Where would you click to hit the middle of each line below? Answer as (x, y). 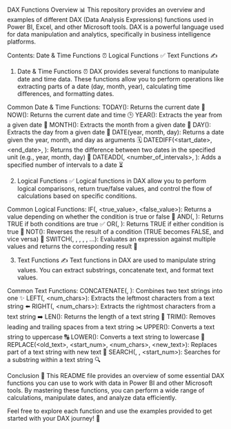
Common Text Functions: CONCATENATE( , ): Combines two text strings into (115, 291)
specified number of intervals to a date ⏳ (65, 165)
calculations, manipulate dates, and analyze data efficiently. (92, 398)
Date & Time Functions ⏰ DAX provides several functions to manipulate (118, 71)
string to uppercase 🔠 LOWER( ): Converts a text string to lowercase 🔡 (106, 337)
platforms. (22, 41)
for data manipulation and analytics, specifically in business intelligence (109, 34)
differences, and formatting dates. (66, 94)
